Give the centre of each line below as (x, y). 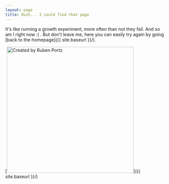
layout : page (19, 10)
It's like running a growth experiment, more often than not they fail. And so (83, 29)
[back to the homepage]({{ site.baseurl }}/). (51, 40)
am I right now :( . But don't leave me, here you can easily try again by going (85, 34)
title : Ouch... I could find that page (47, 15)
